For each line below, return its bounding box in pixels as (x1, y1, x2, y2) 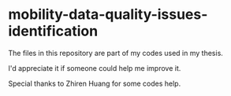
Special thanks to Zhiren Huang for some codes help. (8, 79, 181, 88)
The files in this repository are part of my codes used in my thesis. (8, 48, 223, 57)
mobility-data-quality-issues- (8, 6, 208, 24)
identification (8, 22, 99, 40)
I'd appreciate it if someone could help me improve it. (8, 63, 181, 72)
